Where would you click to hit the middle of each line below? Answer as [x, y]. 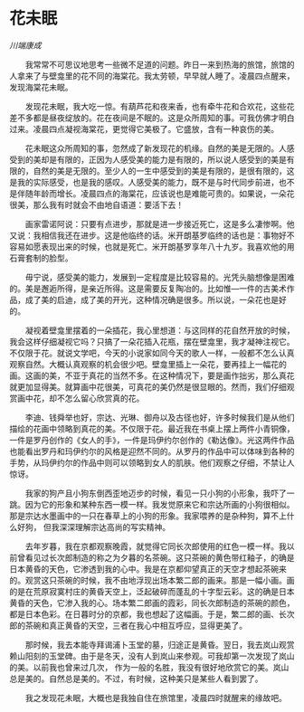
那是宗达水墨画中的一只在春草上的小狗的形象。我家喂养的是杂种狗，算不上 [148, 516]
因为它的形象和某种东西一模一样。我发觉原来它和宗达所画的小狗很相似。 [160, 504]
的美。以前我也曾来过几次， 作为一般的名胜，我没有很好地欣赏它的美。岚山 [149, 667]
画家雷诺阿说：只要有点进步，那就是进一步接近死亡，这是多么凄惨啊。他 [160, 223]
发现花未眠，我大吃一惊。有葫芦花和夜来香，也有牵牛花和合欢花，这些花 [160, 106]
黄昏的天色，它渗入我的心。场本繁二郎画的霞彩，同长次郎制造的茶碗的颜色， [152, 603]
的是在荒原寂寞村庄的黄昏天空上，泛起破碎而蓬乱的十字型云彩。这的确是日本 [152, 591]
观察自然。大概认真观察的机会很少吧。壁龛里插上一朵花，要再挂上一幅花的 [148, 364]
